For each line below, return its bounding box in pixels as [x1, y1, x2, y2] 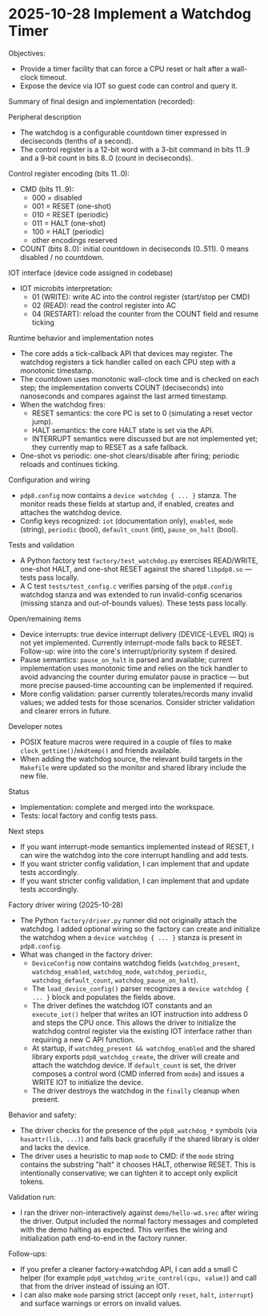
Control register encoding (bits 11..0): [8, 168, 130, 178]
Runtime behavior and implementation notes [8, 333, 154, 342]
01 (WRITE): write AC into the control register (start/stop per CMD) [31, 292, 250, 302]
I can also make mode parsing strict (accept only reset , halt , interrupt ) [19, 1290, 254, 1299]
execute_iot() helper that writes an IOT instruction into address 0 [31, 1009, 248, 1018]
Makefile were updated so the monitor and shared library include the [19, 763, 246, 772]
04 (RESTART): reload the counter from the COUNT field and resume [31, 309, 258, 318]
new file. [19, 771, 49, 780]
